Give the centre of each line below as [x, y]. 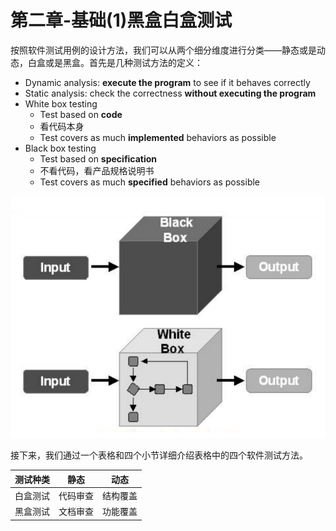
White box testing [61, 103]
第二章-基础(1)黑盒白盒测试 [121, 20]
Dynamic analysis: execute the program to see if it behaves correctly [167, 82]
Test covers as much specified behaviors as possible [150, 182]
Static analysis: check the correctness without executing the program [170, 93]
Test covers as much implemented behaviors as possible [158, 137]
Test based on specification [98, 158]
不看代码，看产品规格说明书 [97, 170]
